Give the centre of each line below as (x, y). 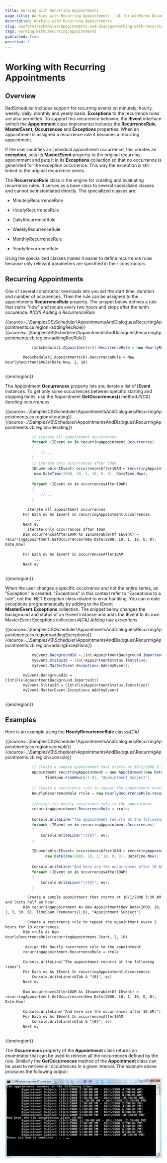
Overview (21, 96)
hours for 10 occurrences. (33, 927)
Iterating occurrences (27, 402)
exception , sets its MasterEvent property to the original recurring (73, 155)
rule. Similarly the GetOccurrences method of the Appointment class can (81, 1061)
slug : (11, 26)
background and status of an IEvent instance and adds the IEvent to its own (83, 614)
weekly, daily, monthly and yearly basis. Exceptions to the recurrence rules (82, 113)
